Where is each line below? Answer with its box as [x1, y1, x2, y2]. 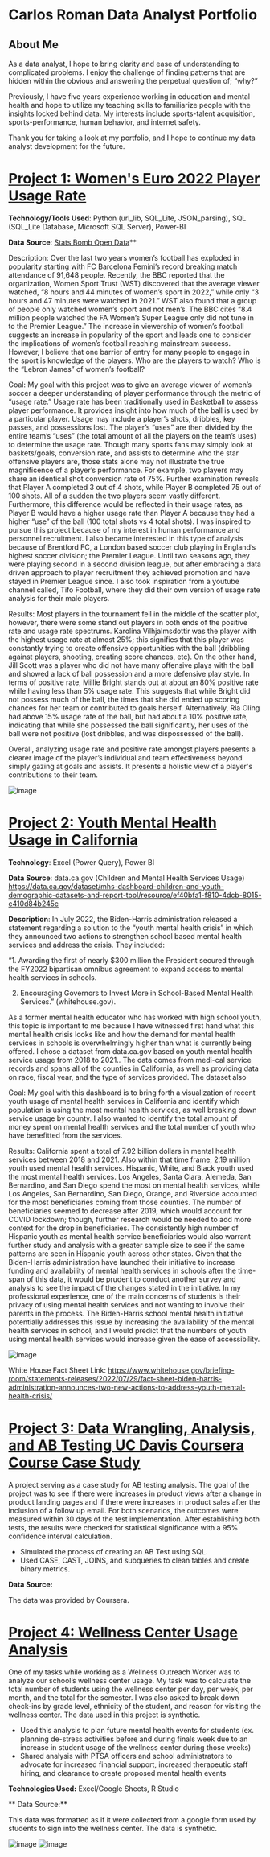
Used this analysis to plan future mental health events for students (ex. [19, 1725, 255, 1735]
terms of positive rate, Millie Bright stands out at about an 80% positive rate [8, 677, 259, 687]
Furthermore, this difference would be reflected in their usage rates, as [8, 499, 243, 509]
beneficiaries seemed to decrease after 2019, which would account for [8, 1205, 243, 1216]
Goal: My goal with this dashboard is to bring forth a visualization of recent [8, 1088, 256, 1097]
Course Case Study [8, 1454, 141, 1472]
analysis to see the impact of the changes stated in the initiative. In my [8, 1283, 241, 1292]
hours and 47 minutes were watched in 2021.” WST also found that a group [8, 295, 257, 305]
